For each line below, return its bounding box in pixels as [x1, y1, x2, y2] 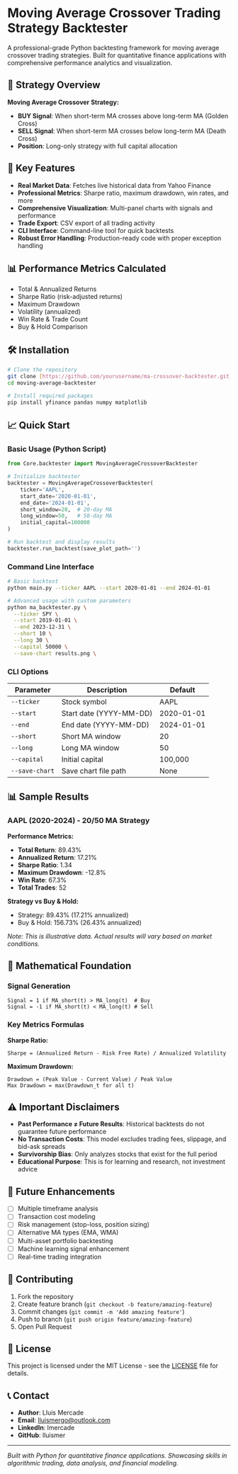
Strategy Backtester [7, 20, 128, 36]
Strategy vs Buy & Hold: [7, 897, 79, 905]
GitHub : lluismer [17, 1431, 66, 1439]
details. [7, 1369, 29, 1378]
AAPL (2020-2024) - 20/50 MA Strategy [7, 816, 150, 826]
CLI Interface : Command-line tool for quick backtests [17, 226, 174, 234]
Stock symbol [61, 696, 108, 706]
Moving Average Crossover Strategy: [7, 98, 119, 106]
